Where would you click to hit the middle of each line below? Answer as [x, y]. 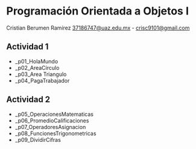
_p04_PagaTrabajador [42, 80]
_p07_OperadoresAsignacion [50, 127]
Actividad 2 [28, 100]
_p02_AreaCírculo [37, 68]
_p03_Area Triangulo [41, 74]
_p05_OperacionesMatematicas [54, 114]
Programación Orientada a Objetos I [97, 11]
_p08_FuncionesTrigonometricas [55, 133]
